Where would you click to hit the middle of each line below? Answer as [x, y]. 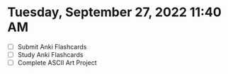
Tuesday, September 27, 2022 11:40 [114, 12]
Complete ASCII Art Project [57, 63]
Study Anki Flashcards [50, 55]
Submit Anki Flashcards [52, 47]
